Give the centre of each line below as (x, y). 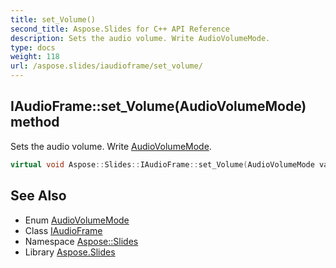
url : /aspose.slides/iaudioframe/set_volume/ (106, 66)
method (35, 122)
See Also (38, 196)
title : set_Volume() (53, 19)
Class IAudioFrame (63, 230)
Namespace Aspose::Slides (81, 241)
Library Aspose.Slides (70, 252)
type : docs (33, 47)
